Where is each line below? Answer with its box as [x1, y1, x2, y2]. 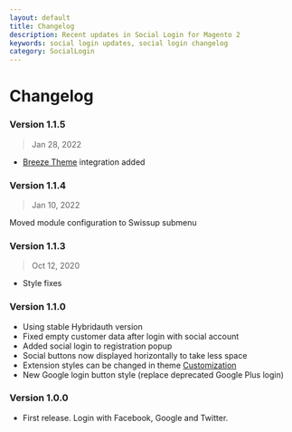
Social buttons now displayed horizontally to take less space [22, 350, 248, 360]
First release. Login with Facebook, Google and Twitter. [22, 412, 229, 423]
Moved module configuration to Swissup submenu [9, 216, 197, 227]
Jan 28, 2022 [31, 139, 82, 149]
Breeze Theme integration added [22, 156, 146, 168]
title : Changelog [9, 22, 75, 31]
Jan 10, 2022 [31, 199, 80, 210]
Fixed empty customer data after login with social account [22, 331, 240, 341]
